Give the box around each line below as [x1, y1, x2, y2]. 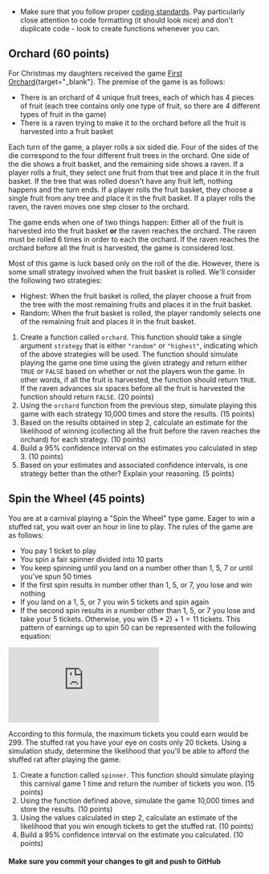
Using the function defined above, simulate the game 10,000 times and [19, 795, 255, 805]
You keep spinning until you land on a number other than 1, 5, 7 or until [19, 563, 253, 572]
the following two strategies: [8, 275, 103, 285]
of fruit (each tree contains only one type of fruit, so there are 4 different [19, 100, 261, 111]
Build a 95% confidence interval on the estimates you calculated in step [19, 443, 258, 453]
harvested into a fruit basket [19, 126, 114, 136]
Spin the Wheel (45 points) [8, 492, 145, 506]
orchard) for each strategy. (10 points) [19, 434, 146, 444]
